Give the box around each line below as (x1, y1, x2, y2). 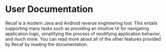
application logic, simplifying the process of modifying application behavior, (5, 30, 161, 36)
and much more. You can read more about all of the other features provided (5, 36, 161, 42)
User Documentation (5, 3, 93, 15)
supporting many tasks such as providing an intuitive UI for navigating (5, 25, 149, 31)
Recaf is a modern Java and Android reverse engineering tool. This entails (5, 20, 158, 26)
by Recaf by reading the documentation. (5, 41, 88, 47)
